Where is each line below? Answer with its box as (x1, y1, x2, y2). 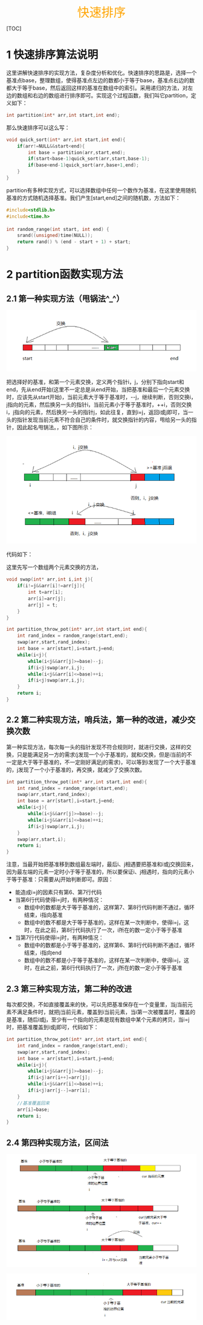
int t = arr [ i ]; (28, 589, 63, 596)
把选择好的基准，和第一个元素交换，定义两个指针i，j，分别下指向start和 (6, 378, 184, 385)
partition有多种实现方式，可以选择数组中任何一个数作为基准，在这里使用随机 (6, 186, 196, 194)
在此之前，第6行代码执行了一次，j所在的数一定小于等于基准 (34, 964, 182, 972)
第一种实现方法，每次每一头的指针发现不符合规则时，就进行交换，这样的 (6, 743, 186, 750)
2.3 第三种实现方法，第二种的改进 (6, 983, 132, 994)
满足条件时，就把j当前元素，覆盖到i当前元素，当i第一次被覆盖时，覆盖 (16, 1009, 190, 1016)
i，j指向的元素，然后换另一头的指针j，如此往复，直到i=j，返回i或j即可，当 (6, 408, 188, 415)
